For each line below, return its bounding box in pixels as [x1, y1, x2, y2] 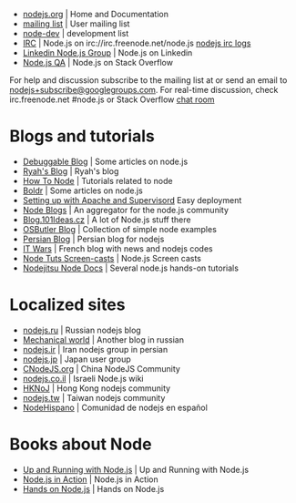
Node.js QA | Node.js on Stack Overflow [22, 57, 173, 67]
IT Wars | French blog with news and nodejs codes [22, 242, 213, 254]
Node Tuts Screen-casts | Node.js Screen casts [22, 252, 202, 263]
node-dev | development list [22, 28, 129, 38]
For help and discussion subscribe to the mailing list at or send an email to [9, 75, 288, 86]
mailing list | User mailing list [22, 18, 130, 29]
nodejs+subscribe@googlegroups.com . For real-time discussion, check [9, 85, 279, 95]
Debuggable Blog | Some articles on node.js [22, 156, 189, 167]
